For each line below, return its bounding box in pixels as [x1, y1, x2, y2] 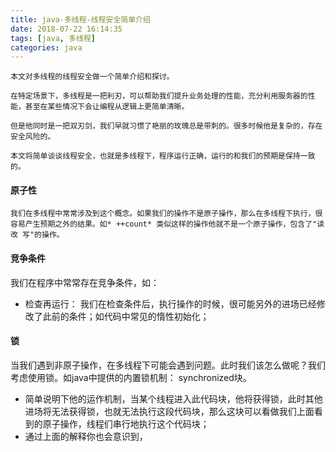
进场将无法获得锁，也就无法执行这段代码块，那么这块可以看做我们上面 [24, 405, 315, 417]
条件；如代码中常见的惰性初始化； [68, 310, 210, 322]
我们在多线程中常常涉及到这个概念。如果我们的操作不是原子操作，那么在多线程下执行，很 [10, 209, 323, 219]
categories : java [10, 42, 83, 53]
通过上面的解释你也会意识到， [24, 430, 148, 442]
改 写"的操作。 [10, 230, 65, 240]
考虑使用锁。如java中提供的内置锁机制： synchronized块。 [10, 371, 252, 383]
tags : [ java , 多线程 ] [10, 33, 96, 43]
